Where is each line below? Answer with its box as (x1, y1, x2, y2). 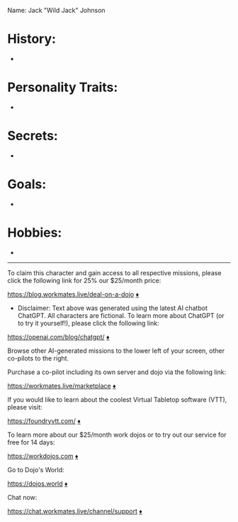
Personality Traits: (7, 80, 118, 95)
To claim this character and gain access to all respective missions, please (7, 268, 222, 277)
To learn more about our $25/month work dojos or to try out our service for (7, 430, 227, 439)
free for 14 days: (7, 437, 55, 447)
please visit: (7, 403, 42, 411)
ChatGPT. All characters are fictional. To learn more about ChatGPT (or (17, 311, 225, 319)
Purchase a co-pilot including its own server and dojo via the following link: (7, 368, 227, 376)
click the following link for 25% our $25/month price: (7, 276, 161, 284)
